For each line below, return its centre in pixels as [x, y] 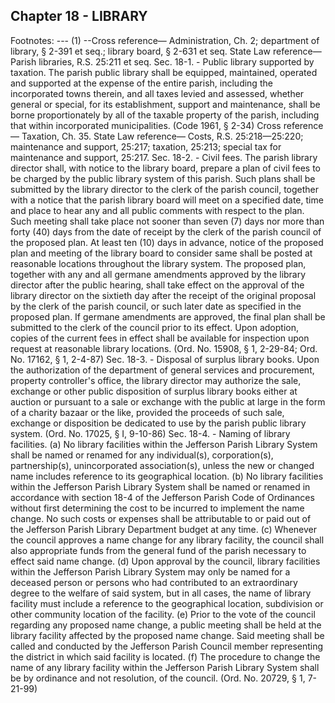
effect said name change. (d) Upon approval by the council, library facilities [165, 561]
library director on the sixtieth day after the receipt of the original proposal [163, 295]
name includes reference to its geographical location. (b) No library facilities [167, 476]
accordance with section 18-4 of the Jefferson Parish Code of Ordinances [162, 497]
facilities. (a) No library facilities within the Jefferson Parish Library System [164, 444]
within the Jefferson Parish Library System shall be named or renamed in [160, 486]
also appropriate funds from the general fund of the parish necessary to [158, 550]
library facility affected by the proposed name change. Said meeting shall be [167, 635]
